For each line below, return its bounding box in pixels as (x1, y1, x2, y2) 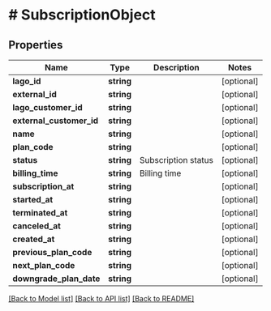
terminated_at (12, 207, 68, 218)
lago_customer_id (12, 102, 83, 113)
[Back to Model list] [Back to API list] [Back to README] (8, 294, 195, 303)
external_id (12, 89, 57, 100)
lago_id (12, 75, 41, 87)
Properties (8, 38, 63, 52)
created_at (12, 233, 55, 245)
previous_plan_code (12, 247, 92, 258)
